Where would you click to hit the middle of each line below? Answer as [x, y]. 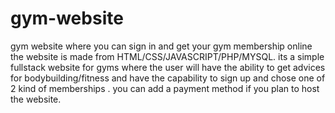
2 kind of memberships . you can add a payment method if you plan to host [165, 88]
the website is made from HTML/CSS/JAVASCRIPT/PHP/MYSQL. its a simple [167, 56]
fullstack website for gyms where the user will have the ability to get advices [168, 67]
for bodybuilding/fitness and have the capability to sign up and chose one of [168, 78]
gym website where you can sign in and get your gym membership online [161, 46]
